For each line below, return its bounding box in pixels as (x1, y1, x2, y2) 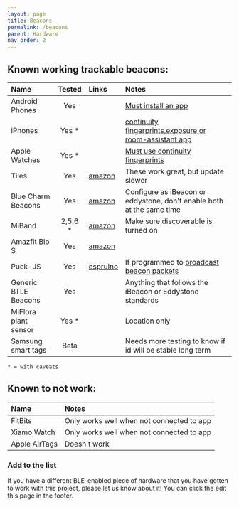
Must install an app (124, 100, 188, 110)
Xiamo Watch (11, 427, 55, 437)
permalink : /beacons (7, 23, 69, 31)
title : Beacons (7, 17, 53, 24)
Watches (11, 154, 41, 164)
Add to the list (7, 460, 57, 470)
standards (124, 295, 159, 305)
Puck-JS (11, 261, 41, 271)
